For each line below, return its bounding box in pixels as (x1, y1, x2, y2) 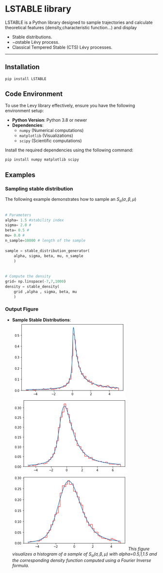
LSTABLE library (5, 3, 71, 15)
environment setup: (5, 108, 44, 114)
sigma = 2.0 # (5, 223, 32, 228)
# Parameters (5, 213, 32, 217)
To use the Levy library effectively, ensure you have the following (5, 103, 135, 109)
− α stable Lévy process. (12, 39, 60, 45)
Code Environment (5, 90, 63, 98)
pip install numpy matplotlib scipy (5, 157, 79, 162)
